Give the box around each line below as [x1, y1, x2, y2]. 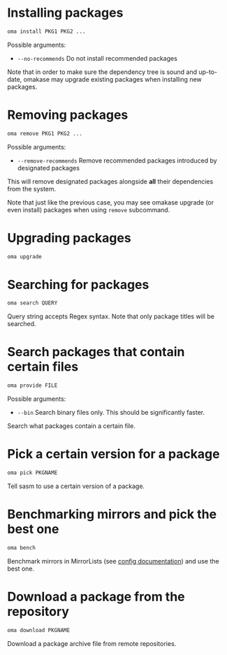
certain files [7, 359, 79, 375]
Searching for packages [7, 277, 149, 293]
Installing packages [7, 5, 124, 21]
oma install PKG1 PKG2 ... [7, 28, 86, 35]
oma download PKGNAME [7, 626, 71, 633]
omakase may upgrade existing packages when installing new [23, 75, 203, 83]
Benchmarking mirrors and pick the [7, 506, 217, 522]
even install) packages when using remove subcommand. [7, 205, 170, 214]
